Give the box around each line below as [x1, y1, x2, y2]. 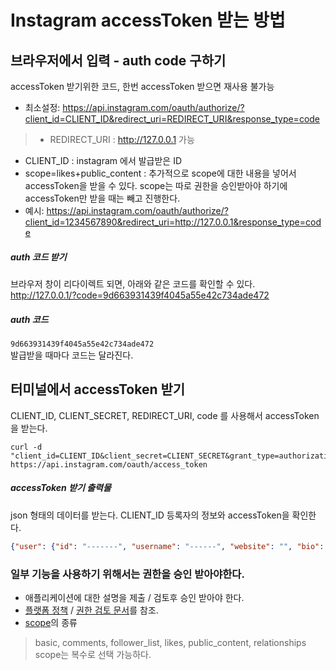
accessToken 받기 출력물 [10, 482, 112, 494]
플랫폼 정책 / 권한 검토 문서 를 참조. [24, 604, 159, 616]
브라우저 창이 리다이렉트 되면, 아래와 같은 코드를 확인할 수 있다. [10, 277, 256, 290]
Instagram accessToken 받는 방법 [10, 9, 286, 32]
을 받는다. [10, 422, 48, 434]
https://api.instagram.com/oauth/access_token [10, 459, 208, 470]
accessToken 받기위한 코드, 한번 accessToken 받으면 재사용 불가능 [10, 81, 275, 92]
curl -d [10, 442, 43, 452]
